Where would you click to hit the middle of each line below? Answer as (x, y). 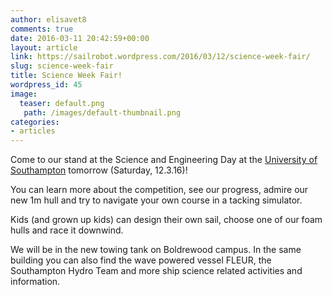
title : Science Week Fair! (66, 76)
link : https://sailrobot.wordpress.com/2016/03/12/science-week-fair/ (160, 57)
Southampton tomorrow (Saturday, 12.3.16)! (99, 170)
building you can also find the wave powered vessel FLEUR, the (141, 260)
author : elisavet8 (48, 19)
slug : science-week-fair (62, 66)
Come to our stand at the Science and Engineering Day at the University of (164, 160)
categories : (35, 122)
